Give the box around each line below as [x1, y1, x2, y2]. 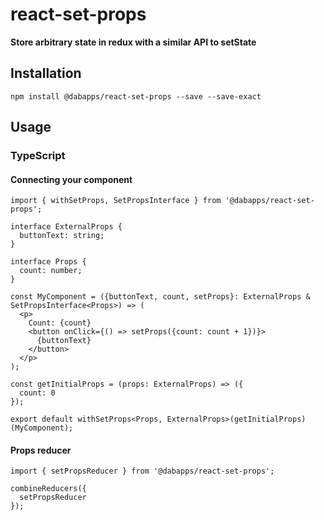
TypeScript [10, 149, 66, 163]
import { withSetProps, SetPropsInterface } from [10, 196, 222, 206]
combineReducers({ [10, 484, 87, 494]
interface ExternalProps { [10, 222, 123, 232]
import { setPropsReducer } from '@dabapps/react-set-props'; [10, 466, 275, 477]
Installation [10, 65, 82, 82]
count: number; [19, 266, 83, 276]
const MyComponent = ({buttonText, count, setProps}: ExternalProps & [10, 292, 311, 302]
